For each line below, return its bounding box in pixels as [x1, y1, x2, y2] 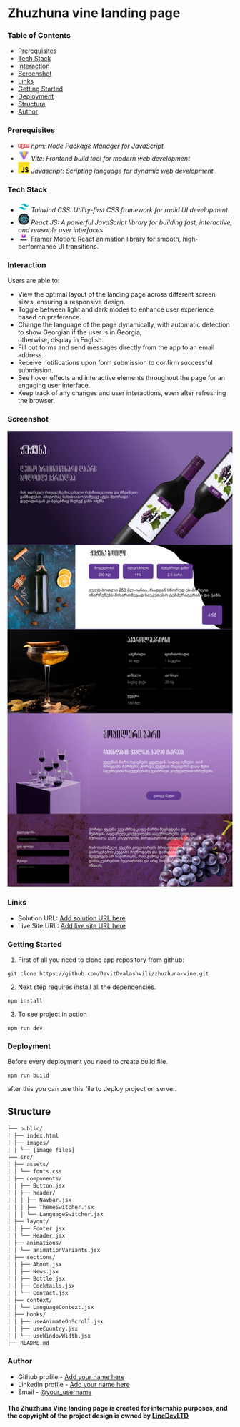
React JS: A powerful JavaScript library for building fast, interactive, [31, 218, 233, 227]
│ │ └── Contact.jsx [7, 1290, 69, 1297]
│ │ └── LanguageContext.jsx [7, 1304, 94, 1311]
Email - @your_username [17, 1388, 92, 1396]
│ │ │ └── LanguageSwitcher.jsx [7, 1211, 104, 1218]
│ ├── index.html [7, 1133, 59, 1140]
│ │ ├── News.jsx [7, 1268, 59, 1276]
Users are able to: [7, 277, 60, 285]
